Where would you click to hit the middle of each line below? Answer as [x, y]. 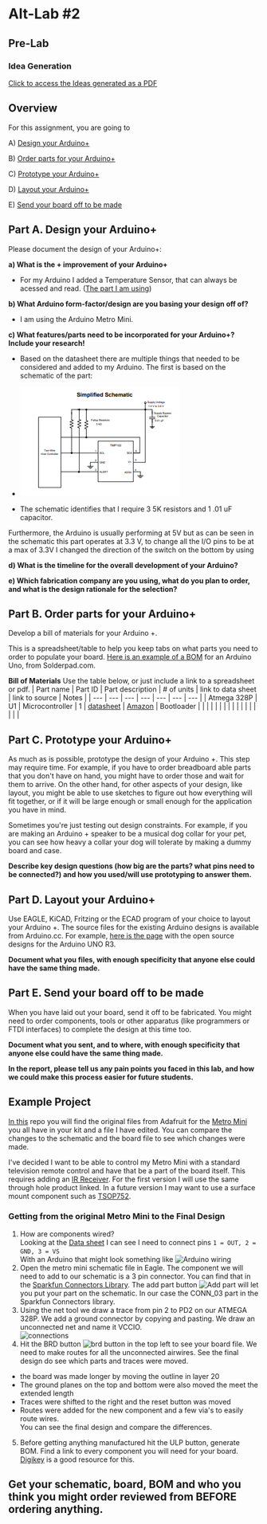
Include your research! [47, 343]
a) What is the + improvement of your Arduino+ [88, 264]
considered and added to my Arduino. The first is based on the [123, 366]
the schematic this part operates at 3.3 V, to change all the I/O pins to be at [131, 541]
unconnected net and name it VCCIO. [81, 1326]
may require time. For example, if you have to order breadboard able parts [130, 768]
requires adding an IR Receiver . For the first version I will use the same [124, 1179]
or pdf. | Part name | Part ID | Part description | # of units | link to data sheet [132, 689]
